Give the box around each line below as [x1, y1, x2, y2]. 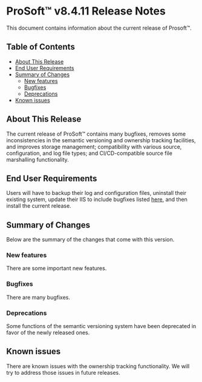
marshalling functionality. [6, 156, 70, 163]
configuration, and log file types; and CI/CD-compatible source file [6, 150, 172, 157]
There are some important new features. [6, 265, 107, 272]
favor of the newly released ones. [6, 329, 90, 337]
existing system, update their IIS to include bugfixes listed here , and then [6, 196, 187, 203]
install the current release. [6, 202, 71, 209]
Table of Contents [6, 42, 76, 52]
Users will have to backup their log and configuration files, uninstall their [6, 189, 186, 197]
